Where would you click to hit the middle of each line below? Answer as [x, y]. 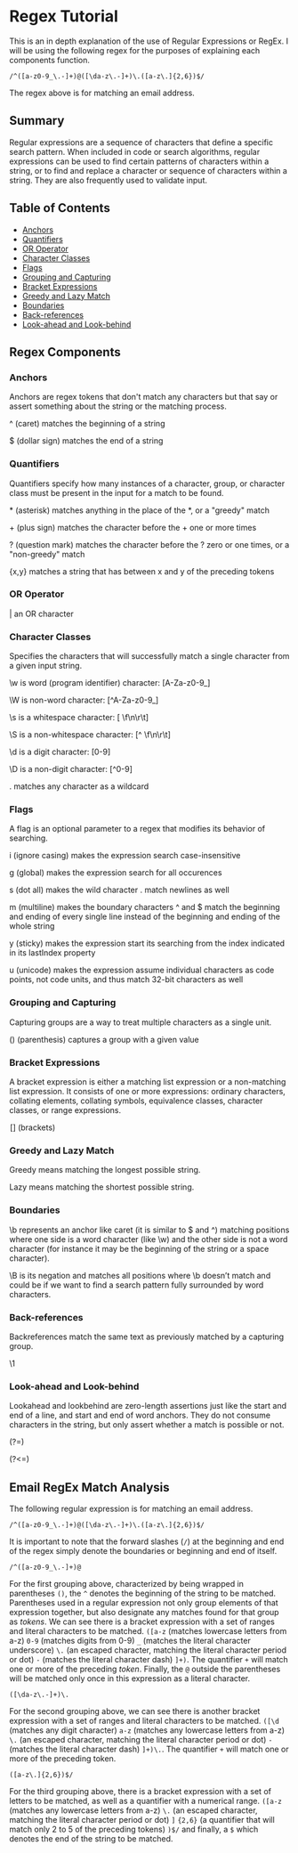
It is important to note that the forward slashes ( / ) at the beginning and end [147, 1541]
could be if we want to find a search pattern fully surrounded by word [137, 1285]
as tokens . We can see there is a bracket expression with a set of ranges [142, 1621]
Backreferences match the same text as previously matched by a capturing [147, 1337]
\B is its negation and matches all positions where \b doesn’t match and [140, 1275]
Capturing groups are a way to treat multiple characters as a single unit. [141, 1022]
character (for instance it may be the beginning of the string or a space [139, 1248]
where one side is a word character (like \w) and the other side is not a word [149, 1239]
